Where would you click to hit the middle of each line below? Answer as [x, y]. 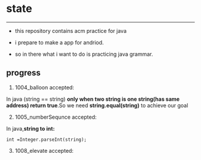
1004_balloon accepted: [45, 87]
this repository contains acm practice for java [71, 31]
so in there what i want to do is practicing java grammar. [84, 54]
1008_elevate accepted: [44, 150]
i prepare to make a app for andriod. [59, 42]
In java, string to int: [31, 128]
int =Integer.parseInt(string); [46, 140]
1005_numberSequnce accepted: [56, 117]
